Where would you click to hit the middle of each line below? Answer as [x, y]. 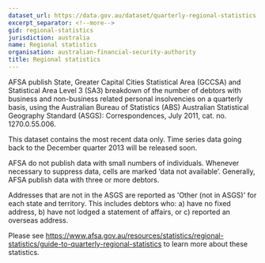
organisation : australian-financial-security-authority [102, 52]
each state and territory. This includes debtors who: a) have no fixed [119, 203]
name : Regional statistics [53, 45]
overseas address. [38, 220]
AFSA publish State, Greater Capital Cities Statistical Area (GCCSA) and [125, 82]
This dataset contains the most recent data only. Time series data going [125, 139]
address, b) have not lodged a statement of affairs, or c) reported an [119, 212]
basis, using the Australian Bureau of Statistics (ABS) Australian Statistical [129, 107]
